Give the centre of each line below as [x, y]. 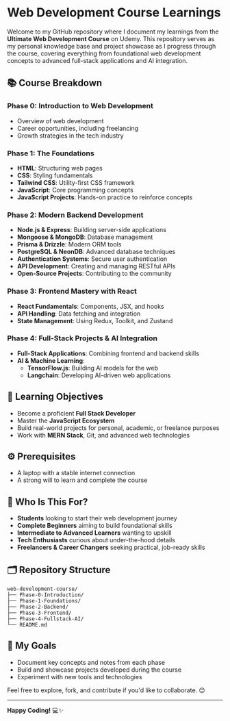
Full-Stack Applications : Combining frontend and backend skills [108, 353]
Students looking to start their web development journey [97, 518]
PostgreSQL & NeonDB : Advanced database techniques [96, 252]
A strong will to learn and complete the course [82, 480]
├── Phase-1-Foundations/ [44, 601]
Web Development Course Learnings [114, 13]
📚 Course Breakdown [55, 83]
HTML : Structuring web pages [60, 168]
